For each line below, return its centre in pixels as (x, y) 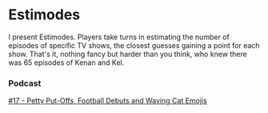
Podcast (25, 83)
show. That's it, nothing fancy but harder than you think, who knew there (128, 54)
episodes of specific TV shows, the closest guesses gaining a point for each (134, 45)
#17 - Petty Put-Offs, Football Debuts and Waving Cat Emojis (108, 101)
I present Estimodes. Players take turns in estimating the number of (119, 37)
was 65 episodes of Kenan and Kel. (66, 63)
